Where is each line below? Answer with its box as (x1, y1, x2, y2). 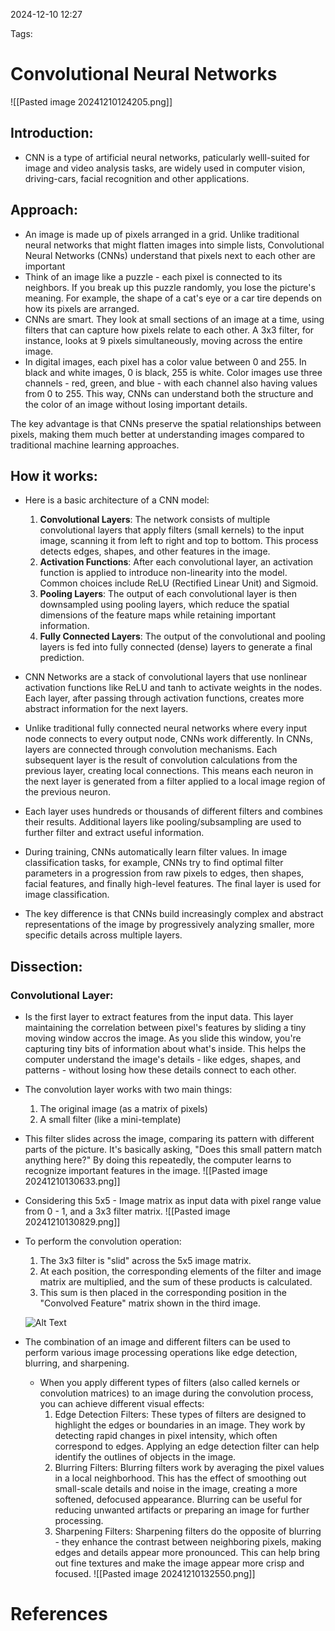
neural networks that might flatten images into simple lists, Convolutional (24, 239, 325, 251)
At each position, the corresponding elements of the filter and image (39, 1265, 322, 1278)
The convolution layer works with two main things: (24, 1084, 233, 1096)
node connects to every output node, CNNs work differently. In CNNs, (24, 733, 314, 745)
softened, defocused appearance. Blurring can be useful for (54, 1494, 303, 1506)
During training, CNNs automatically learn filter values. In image (24, 846, 288, 858)
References (10, 1603, 108, 1626)
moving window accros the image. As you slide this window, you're (24, 1032, 302, 1044)
